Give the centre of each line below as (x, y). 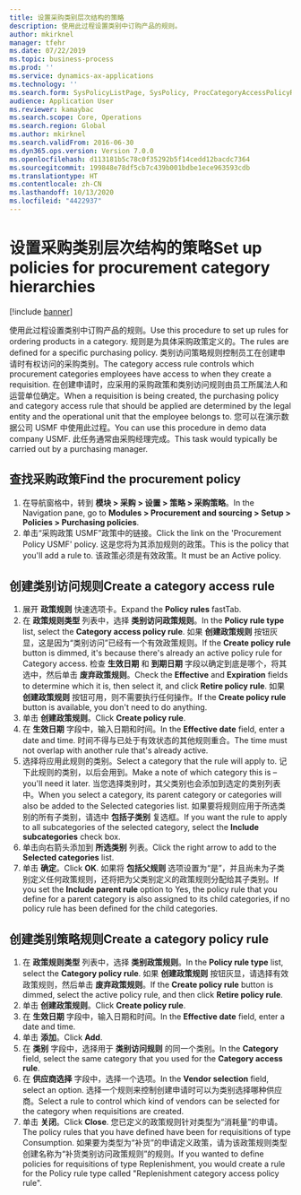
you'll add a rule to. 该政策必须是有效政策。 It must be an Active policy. (152, 555)
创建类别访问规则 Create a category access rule (142, 587)
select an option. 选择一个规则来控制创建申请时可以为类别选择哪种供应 (152, 1090)
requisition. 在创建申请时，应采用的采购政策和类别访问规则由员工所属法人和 (149, 384)
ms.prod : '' (31, 68)
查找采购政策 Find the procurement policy (125, 479)
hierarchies (52, 287)
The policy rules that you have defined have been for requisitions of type (156, 1132)
